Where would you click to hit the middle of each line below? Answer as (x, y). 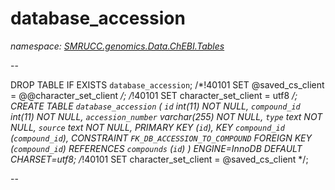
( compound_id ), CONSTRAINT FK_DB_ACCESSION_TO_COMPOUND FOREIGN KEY (161, 138)
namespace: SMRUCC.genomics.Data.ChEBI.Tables (117, 46)
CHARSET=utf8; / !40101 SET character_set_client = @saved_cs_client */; (159, 159)
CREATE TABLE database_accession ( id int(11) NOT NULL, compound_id (155, 106)
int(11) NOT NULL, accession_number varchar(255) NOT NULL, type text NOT (166, 116)
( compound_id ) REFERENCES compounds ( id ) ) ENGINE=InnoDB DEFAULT (156, 148)
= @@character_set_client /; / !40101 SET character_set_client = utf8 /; (154, 95)
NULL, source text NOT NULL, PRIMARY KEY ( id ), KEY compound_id (147, 127)
